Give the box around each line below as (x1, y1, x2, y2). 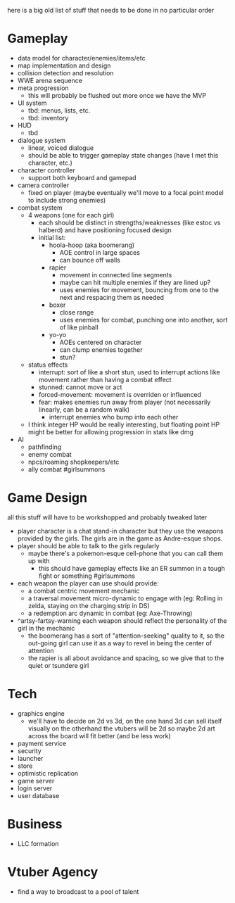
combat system (17, 203, 63, 212)
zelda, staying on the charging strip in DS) (27, 601, 150, 610)
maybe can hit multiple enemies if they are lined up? (59, 278, 211, 286)
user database (17, 791, 60, 800)
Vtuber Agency (7, 864, 99, 880)
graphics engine (17, 709, 65, 717)
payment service (17, 739, 67, 747)
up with (27, 556, 51, 565)
